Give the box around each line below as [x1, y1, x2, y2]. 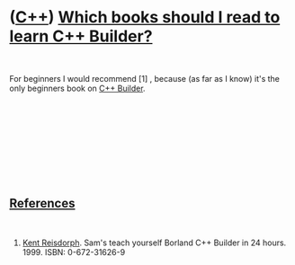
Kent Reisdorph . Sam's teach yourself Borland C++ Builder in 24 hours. [22, 237, 287, 248]
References [9, 196, 76, 211]
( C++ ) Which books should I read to [9, 7, 281, 28]
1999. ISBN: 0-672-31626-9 [22, 246, 126, 257]
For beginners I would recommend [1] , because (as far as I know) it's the [9, 73, 281, 84]
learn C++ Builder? [9, 26, 153, 47]
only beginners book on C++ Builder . [9, 83, 146, 93]
